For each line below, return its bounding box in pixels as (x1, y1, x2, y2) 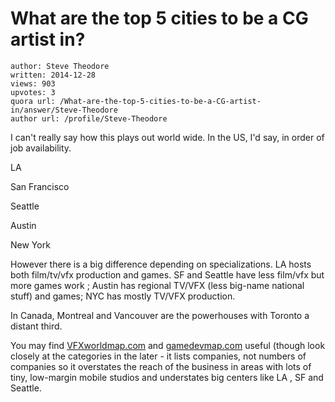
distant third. (10, 320, 63, 332)
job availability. (10, 142, 72, 154)
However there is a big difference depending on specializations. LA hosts (10, 258, 312, 270)
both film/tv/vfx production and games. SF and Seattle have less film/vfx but (10, 268, 325, 281)
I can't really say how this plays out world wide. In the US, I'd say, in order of (10, 131, 325, 143)
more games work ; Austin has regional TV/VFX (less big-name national (10, 279, 305, 291)
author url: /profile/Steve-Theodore (10, 113, 168, 124)
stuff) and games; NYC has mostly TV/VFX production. (10, 290, 236, 302)
